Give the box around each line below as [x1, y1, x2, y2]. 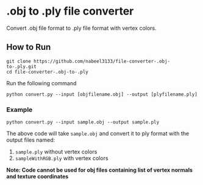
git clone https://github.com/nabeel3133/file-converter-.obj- [6, 58, 171, 65]
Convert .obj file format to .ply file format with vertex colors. [6, 24, 157, 32]
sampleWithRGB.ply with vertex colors [15, 155, 109, 162]
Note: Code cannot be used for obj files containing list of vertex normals [6, 166, 193, 174]
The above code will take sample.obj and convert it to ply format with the [6, 130, 190, 138]
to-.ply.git [6, 63, 37, 69]
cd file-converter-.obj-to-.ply [6, 69, 88, 75]
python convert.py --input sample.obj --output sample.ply [6, 119, 160, 125]
